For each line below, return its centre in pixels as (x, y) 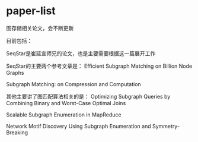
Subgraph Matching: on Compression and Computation (74, 84)
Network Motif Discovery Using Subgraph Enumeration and (79, 126)
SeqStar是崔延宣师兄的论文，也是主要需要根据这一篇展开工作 (81, 53)
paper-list (31, 11)
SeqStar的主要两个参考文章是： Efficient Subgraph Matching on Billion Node (99, 66)
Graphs (15, 72)
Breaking (17, 132)
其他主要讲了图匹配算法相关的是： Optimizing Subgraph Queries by (88, 96)
